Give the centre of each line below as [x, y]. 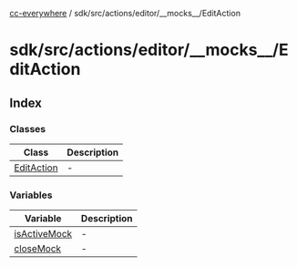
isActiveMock [43, 234]
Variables [31, 195]
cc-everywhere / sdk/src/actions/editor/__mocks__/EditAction [125, 13]
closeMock [38, 249]
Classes [28, 128]
